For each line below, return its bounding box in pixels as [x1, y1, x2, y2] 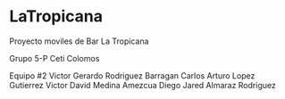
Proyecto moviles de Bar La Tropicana [9, 36, 149, 46]
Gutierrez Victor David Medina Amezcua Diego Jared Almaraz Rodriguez [9, 79, 277, 90]
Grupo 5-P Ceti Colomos [9, 53, 100, 63]
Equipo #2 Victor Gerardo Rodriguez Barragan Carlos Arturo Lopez [9, 70, 256, 81]
